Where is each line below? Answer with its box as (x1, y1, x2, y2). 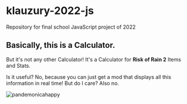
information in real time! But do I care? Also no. (6, 79, 119, 86)
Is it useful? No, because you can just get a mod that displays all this (6, 73, 172, 80)
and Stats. (6, 62, 31, 69)
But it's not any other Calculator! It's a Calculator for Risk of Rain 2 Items (6, 56, 182, 63)
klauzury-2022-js (6, 4, 94, 18)
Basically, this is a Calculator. (6, 40, 115, 50)
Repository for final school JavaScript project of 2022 (6, 23, 136, 30)
